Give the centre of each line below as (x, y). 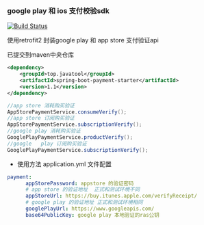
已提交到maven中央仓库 (40, 55)
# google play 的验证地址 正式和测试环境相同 (84, 202)
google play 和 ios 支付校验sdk (58, 10)
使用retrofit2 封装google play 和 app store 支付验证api (83, 40)
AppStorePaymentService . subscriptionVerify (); (75, 124)
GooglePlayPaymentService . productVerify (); (70, 137)
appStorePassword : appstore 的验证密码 (79, 183)
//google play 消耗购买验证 (44, 131)
